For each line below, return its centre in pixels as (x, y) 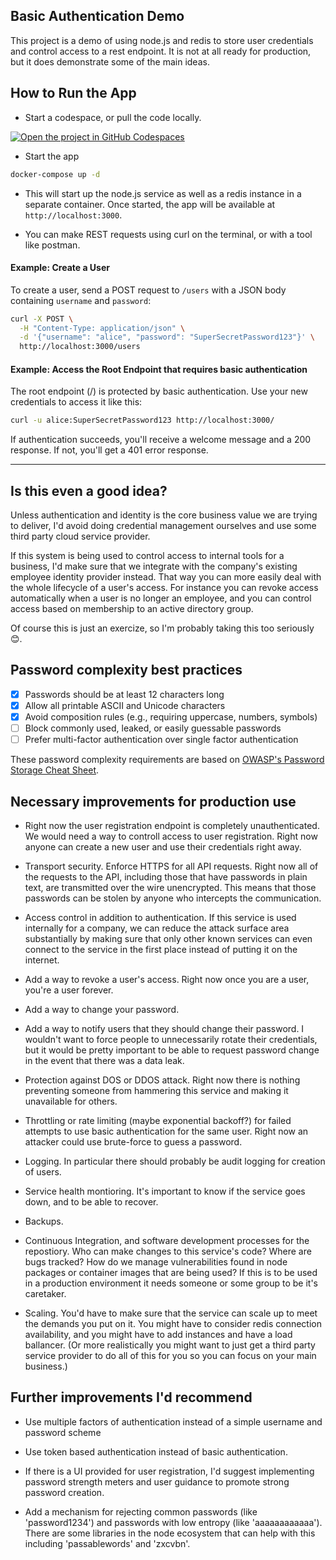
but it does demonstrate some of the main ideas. (110, 61)
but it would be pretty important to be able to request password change (172, 1050)
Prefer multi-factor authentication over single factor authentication (161, 740)
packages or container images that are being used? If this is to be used (171, 1273)
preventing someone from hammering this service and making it (156, 1091)
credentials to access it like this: (76, 402)
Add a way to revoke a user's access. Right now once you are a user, (167, 980)
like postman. (52, 245)
